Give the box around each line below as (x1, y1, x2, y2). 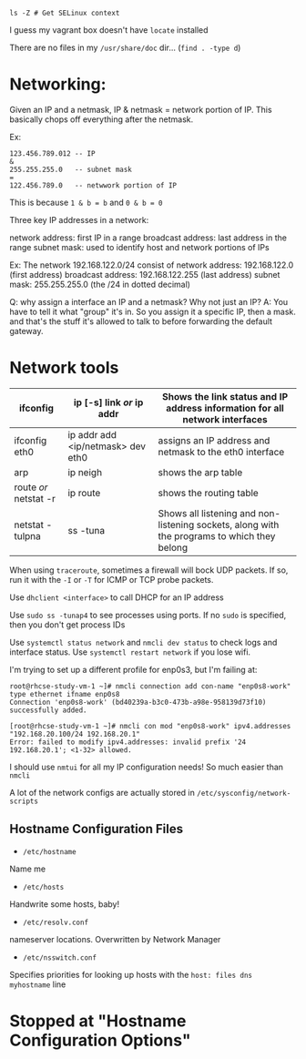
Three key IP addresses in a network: (9, 214, 149, 225)
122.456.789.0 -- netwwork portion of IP (9, 180, 178, 190)
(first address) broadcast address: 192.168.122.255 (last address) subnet (9, 269, 280, 280)
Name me (9, 863, 46, 874)
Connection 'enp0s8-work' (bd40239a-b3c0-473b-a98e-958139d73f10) (9, 698, 267, 707)
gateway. (9, 325, 44, 336)
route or (14, 481, 48, 494)
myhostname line (9, 979, 66, 990)
